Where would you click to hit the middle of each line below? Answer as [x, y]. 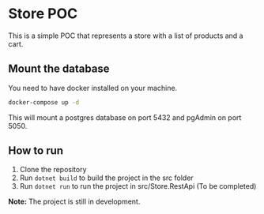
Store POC [43, 14]
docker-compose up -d [44, 102]
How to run [36, 151]
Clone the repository [53, 170]
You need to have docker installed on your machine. [93, 88]
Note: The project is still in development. [74, 201]
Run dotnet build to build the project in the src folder [106, 178]
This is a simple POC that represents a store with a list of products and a [126, 36]
